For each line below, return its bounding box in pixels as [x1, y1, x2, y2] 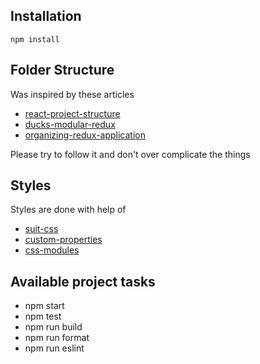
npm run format [24, 332, 90, 344]
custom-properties [24, 234, 103, 246]
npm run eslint [24, 342, 85, 354]
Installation [10, 8, 82, 25]
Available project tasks [10, 273, 156, 290]
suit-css [24, 223, 59, 235]
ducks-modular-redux [24, 118, 116, 130]
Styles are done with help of [10, 204, 127, 216]
